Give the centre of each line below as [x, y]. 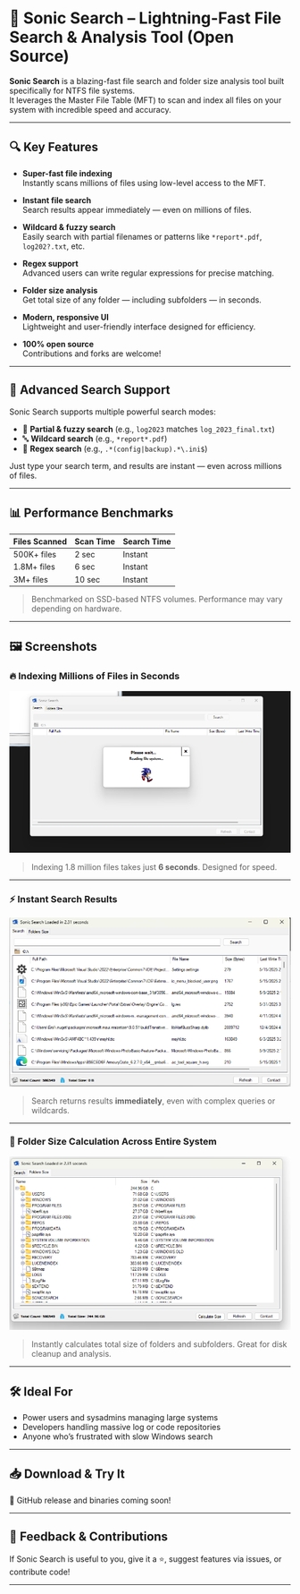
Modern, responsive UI [65, 317]
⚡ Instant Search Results [63, 899]
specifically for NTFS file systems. [72, 90]
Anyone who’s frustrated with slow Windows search [117, 1436]
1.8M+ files [34, 567]
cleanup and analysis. [71, 1354]
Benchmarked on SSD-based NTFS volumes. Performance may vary [157, 600]
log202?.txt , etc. [54, 246]
